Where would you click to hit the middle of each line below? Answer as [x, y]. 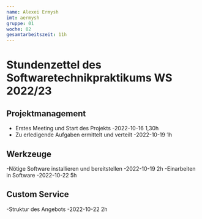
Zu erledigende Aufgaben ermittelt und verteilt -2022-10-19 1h [94, 135]
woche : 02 [19, 29]
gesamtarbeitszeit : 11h [37, 35]
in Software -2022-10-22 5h [42, 175]
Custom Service [38, 194]
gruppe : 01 [20, 23]
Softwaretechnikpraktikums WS [89, 78]
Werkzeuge [29, 154]
